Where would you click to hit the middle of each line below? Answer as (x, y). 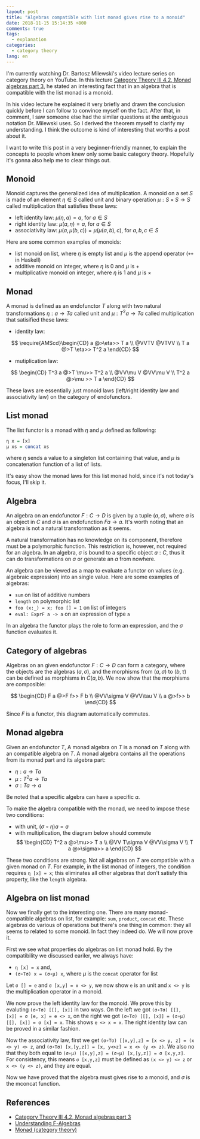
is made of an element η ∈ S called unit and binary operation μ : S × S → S (99, 200)
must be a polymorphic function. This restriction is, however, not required (96, 546)
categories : (21, 46)
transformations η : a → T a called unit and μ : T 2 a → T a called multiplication (100, 313)
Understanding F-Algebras (47, 1123)
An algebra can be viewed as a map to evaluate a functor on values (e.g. (95, 571)
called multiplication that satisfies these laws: (62, 206)
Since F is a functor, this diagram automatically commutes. (78, 714)
